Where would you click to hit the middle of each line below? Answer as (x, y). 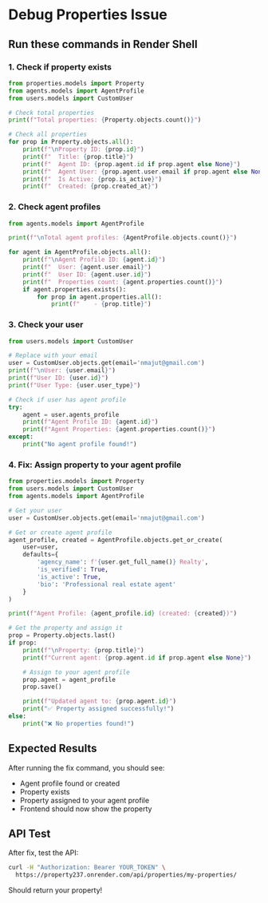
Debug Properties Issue (88, 15)
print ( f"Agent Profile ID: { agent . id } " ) (91, 422)
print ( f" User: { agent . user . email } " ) (87, 267)
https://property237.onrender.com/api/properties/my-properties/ (126, 875)
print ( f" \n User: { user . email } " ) (62, 370)
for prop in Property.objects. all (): (71, 142)
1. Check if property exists (60, 67)
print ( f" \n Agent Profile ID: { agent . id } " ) (94, 260)
